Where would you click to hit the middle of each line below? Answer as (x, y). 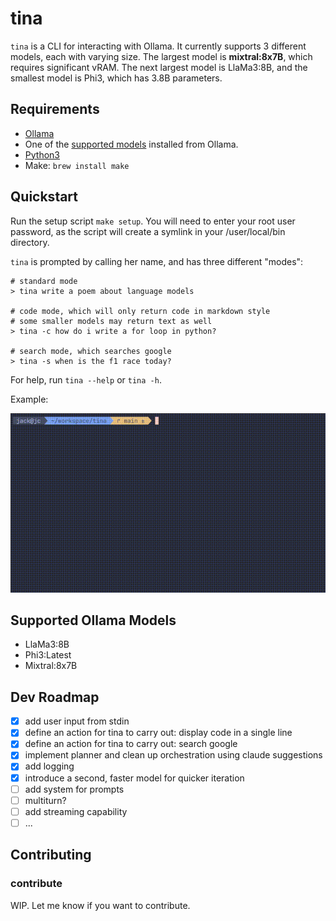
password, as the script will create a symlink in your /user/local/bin (148, 231)
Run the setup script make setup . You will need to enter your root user (153, 221)
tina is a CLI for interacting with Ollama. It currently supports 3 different (158, 46)
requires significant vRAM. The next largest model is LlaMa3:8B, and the (159, 67)
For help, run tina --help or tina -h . (86, 379)
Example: (29, 399)
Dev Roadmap (55, 697)
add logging (49, 766)
